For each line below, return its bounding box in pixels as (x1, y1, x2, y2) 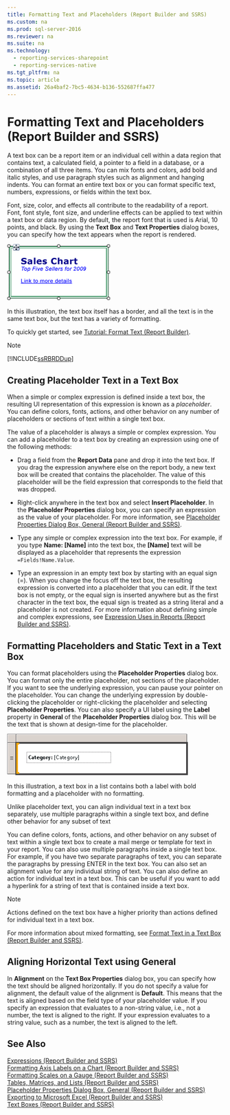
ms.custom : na (7, 18, 48, 25)
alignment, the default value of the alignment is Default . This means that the (7, 989, 223, 997)
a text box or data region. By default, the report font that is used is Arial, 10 (7, 216, 218, 224)
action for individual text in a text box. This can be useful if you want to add (7, 874, 220, 883)
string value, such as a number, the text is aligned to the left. (7, 1018, 178, 1026)
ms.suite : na (7, 40, 45, 47)
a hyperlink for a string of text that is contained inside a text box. (7, 881, 190, 890)
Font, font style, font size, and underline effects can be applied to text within (7, 208, 223, 217)
